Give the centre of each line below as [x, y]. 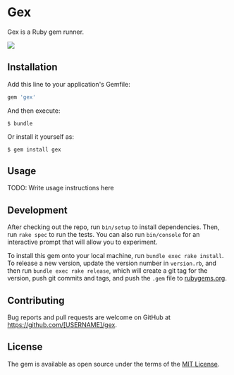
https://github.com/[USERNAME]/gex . [62, 325]
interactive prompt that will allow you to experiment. [82, 242]
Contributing [36, 300]
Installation [32, 67]
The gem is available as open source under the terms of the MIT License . [113, 364]
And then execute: [34, 111]
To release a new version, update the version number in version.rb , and [112, 263]
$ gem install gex [34, 149]
